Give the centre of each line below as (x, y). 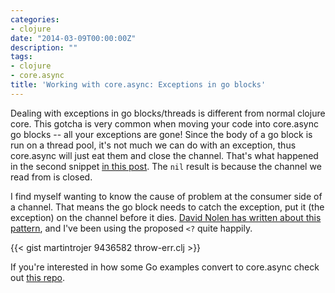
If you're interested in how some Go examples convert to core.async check (165, 267)
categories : (35, 19)
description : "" (44, 47)
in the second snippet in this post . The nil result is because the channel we (166, 166)
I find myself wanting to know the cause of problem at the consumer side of (166, 196)
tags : (21, 57)
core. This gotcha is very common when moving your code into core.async (164, 123)
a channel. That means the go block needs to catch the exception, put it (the (167, 207)
